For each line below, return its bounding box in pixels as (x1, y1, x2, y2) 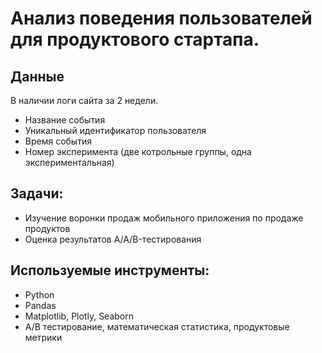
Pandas (24, 299, 57, 311)
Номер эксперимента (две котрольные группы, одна (24, 146, 252, 157)
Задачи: (10, 185, 64, 202)
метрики (24, 331, 63, 343)
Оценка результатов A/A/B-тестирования (24, 233, 202, 245)
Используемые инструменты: (10, 262, 210, 279)
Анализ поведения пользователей (10, 7, 313, 30)
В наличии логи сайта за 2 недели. (10, 95, 159, 106)
